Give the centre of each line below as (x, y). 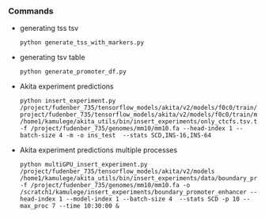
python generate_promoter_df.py (73, 72)
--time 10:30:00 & (89, 206)
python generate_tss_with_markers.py (82, 43)
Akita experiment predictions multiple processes (98, 150)
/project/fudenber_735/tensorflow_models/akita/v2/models (117, 171)
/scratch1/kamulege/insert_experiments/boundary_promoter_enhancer (133, 192)
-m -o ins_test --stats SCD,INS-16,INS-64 (139, 136)
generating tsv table (52, 58)
